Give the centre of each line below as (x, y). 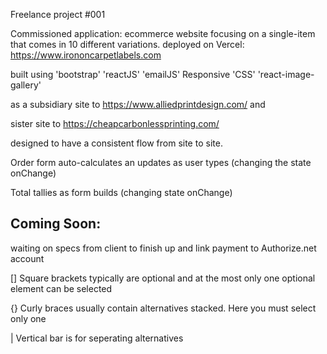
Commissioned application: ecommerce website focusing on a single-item (163, 33)
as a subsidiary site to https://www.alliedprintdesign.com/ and (138, 104)
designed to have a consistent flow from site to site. (116, 143)
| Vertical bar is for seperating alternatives (97, 338)
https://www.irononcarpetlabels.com (86, 55)
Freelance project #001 (58, 14)
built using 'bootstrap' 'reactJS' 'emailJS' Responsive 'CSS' (133, 74)
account (27, 258)
